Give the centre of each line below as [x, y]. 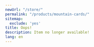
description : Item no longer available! [47, 32]
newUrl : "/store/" [24, 10]
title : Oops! [19, 28]
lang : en [14, 37]
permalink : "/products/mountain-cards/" [47, 14]
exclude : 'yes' [25, 23]
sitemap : [14, 19]
